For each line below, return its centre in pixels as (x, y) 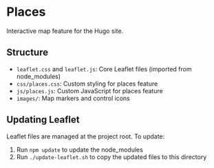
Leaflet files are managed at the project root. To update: (86, 136)
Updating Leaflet (43, 120)
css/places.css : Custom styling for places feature (87, 84)
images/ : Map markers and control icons (73, 98)
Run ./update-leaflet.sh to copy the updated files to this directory (111, 157)
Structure (28, 52)
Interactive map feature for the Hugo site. (65, 31)
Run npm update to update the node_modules (80, 149)
